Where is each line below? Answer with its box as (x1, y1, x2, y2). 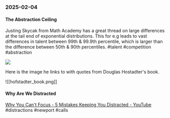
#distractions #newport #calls (5, 107, 68, 113)
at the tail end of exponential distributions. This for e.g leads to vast (5, 33, 147, 39)
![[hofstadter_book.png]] (5, 79, 57, 85)
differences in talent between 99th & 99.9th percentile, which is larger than (5, 38, 163, 44)
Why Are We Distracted (5, 90, 56, 97)
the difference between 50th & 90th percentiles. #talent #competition (5, 44, 152, 50)
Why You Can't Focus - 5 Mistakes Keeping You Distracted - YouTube (5, 102, 152, 108)
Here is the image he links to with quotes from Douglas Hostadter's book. (5, 69, 160, 75)
